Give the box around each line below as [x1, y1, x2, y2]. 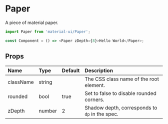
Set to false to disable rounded [84, 89, 156, 96]
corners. [84, 96, 104, 103]
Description [84, 67, 113, 74]
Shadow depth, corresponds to [84, 104, 157, 111]
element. [84, 81, 105, 88]
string [38, 78, 52, 85]
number [38, 107, 57, 114]
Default [61, 67, 80, 74]
